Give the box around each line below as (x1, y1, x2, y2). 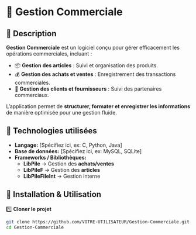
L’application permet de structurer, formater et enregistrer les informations (6, 103, 191, 110)
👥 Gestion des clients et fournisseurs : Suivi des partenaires (14, 85, 162, 92)
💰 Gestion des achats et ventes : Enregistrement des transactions (14, 71, 176, 78)
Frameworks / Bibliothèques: (14, 154, 87, 161)
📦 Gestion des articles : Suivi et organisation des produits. (14, 62, 158, 69)
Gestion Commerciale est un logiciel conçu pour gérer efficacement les (6, 44, 180, 51)
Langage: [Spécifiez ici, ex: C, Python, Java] (14, 141, 123, 148)
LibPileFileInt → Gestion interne (23, 172, 101, 179)
